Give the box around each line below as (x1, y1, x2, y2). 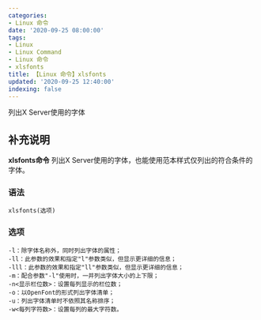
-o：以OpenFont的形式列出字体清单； (8, 288, 115, 296)
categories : (8, 11, 47, 20)
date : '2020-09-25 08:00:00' (8, 26, 104, 34)
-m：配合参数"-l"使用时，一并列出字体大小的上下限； (8, 272, 160, 280)
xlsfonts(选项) (8, 207, 56, 215)
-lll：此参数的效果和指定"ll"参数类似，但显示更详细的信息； (8, 263, 184, 271)
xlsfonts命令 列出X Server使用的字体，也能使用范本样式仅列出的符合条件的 (8, 156, 253, 165)
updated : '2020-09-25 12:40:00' (8, 77, 115, 85)
